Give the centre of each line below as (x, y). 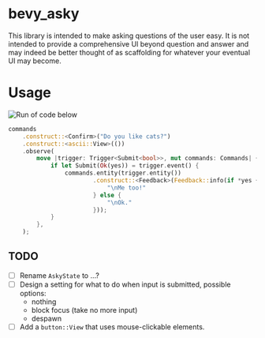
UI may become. (35, 61)
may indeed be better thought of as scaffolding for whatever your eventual (129, 52)
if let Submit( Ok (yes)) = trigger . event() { (125, 166)
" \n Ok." (119, 202)
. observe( (39, 151)
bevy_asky (44, 14)
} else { (107, 195)
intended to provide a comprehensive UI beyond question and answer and (129, 43)
